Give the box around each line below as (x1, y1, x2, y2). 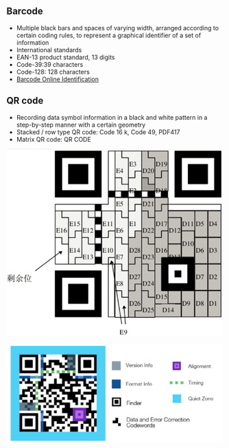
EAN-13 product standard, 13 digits (16, 53, 115, 61)
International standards (16, 45, 82, 54)
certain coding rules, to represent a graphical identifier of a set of (16, 31, 202, 39)
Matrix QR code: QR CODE (16, 135, 92, 143)
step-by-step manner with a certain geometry (16, 120, 146, 129)
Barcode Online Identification (16, 75, 99, 83)
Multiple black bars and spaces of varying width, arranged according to (16, 23, 219, 32)
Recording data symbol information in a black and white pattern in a (16, 113, 208, 121)
